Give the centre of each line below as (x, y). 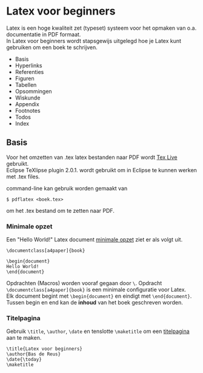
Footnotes (28, 110)
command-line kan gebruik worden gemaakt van (67, 188)
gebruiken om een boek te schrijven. (52, 47)
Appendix (27, 104)
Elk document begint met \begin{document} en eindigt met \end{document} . (99, 296)
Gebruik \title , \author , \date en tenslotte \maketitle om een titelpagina (98, 331)
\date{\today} (24, 360)
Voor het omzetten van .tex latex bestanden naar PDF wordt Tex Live (92, 157)
